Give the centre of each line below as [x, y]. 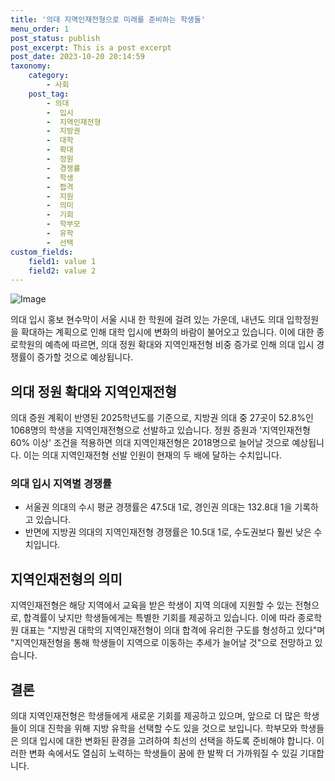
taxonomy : [31, 66]
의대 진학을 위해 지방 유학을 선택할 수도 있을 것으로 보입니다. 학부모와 [163, 728]
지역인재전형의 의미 [66, 579]
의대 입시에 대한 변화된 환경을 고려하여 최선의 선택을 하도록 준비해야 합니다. [167, 740]
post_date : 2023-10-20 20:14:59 [77, 57]
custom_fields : [42, 252]
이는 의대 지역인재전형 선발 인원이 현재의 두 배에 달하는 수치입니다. [152, 455]
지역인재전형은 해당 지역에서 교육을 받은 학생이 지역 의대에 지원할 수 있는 [151, 605]
